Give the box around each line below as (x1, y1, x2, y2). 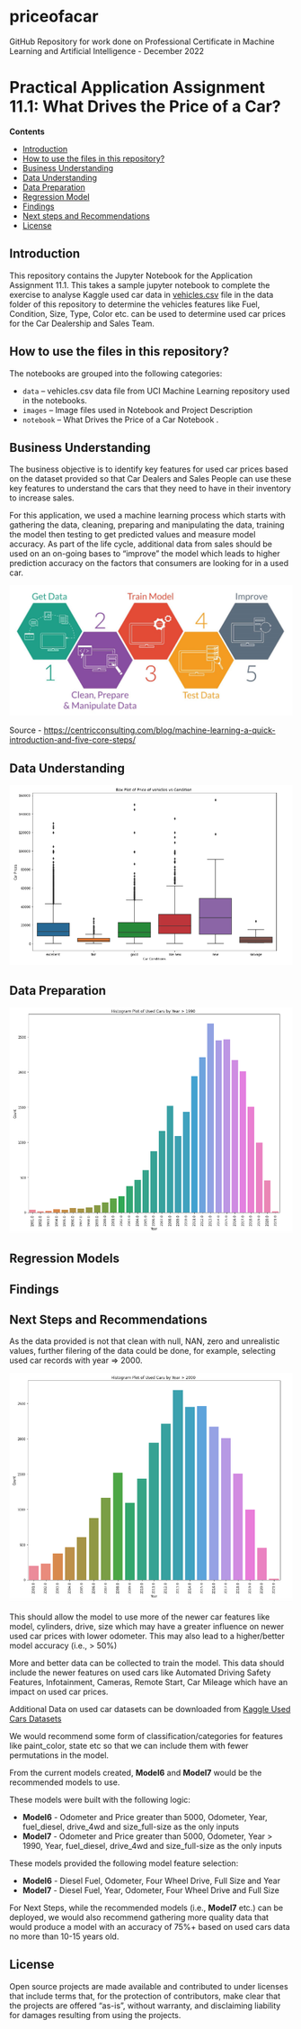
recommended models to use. (9, 1776, 120, 1788)
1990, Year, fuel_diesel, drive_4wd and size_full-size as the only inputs (22, 1840, 283, 1851)
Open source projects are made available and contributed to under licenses (9, 1980, 289, 1991)
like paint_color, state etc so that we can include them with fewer (9, 1740, 249, 1751)
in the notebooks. (22, 394, 88, 406)
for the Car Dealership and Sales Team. (9, 318, 155, 329)
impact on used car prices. (9, 1686, 109, 1697)
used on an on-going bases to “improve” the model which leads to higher (9, 548, 280, 559)
